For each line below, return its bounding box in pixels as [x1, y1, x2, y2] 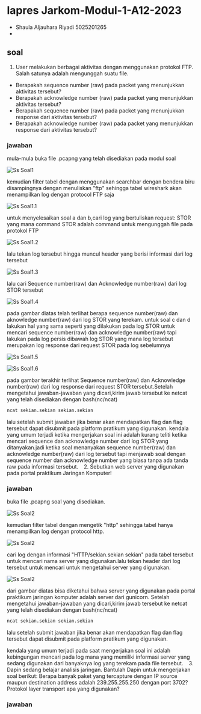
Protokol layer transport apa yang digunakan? [7, 685, 120, 692]
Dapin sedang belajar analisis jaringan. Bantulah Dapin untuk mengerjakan [7, 666, 191, 674]
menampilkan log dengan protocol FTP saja [7, 191, 115, 199]
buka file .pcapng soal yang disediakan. [7, 498, 106, 505]
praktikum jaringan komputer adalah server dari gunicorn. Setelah [7, 594, 170, 601]
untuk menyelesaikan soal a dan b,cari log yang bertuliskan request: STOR [7, 214, 191, 221]
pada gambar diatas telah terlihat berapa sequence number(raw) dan [7, 310, 178, 317]
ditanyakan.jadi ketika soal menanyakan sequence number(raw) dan [7, 443, 176, 451]
